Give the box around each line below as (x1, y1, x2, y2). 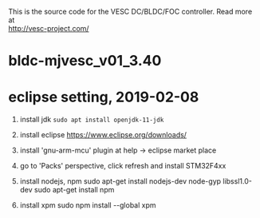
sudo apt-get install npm (34, 185, 115, 195)
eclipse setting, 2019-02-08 (8, 88, 199, 106)
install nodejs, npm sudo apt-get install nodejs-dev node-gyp (19, 176, 222, 186)
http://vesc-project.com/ (8, 24, 89, 33)
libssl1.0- (223, 176, 253, 186)
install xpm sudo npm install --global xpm (19, 200, 157, 210)
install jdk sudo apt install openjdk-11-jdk (19, 115, 164, 125)
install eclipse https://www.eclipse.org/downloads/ (19, 130, 187, 140)
